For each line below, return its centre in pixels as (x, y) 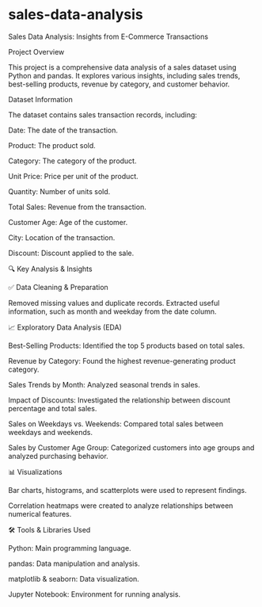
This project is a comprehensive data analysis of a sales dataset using (122, 67)
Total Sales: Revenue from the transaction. (77, 207)
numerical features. (40, 513)
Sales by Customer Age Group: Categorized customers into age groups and (131, 447)
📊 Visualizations (35, 471)
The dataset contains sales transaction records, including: (103, 115)
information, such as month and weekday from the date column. (112, 311)
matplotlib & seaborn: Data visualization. (74, 578)
